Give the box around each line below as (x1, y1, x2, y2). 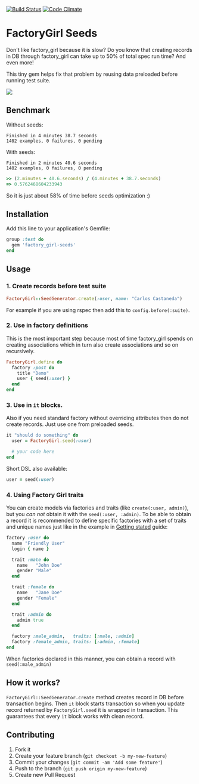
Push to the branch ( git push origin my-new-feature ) (14, 764, 147, 772)
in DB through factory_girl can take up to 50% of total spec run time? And (6, 53, 186, 60)
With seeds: (6, 148, 36, 155)
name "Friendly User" (11, 540, 66, 546)
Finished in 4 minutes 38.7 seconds (6, 132, 97, 138)
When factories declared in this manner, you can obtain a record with (6, 655, 176, 662)
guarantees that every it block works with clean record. (6, 712, 144, 720)
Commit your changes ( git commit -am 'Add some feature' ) (14, 758, 163, 766)
